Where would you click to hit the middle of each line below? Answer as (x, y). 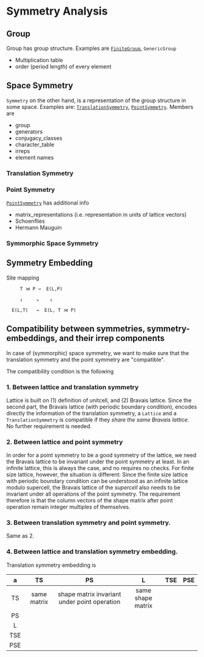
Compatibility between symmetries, (76, 329)
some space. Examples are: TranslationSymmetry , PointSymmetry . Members (100, 107)
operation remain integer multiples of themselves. (68, 507)
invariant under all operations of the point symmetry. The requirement (93, 494)
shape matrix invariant (89, 594)
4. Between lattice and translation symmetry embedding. (92, 552)
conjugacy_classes (39, 138)
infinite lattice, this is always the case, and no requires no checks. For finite (100, 468)
